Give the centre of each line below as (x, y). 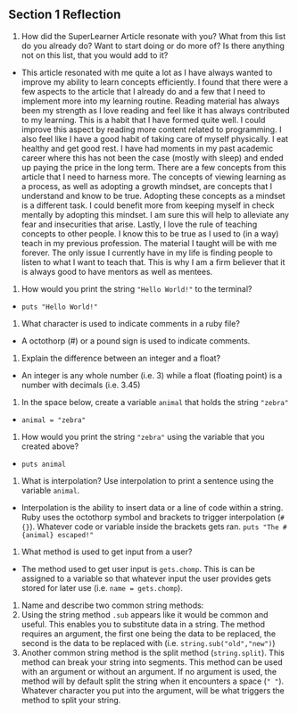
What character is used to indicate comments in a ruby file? (130, 323)
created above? (50, 446)
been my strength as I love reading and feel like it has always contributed (155, 110)
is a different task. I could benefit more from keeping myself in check (148, 205)
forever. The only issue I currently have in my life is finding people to (147, 253)
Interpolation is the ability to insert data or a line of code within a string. (152, 507)
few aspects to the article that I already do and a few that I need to (143, 91)
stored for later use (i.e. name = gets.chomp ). (102, 587)
